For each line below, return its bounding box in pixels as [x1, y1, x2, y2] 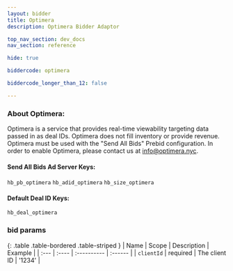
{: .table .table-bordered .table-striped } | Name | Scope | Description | [7, 241, 209, 249]
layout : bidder [7, 10, 51, 17]
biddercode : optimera [7, 67, 70, 74]
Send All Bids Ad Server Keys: [7, 163, 96, 171]
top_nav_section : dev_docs [7, 35, 86, 42]
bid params [7, 225, 47, 235]
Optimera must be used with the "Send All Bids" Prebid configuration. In [7, 140, 214, 148]
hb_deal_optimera [7, 209, 58, 216]
